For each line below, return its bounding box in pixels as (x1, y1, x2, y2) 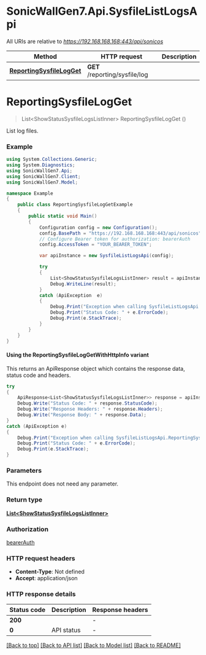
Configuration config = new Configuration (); (39, 224, 158, 231)
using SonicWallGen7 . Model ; (6, 179, 78, 185)
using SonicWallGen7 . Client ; (6, 173, 81, 179)
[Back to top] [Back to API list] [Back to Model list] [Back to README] (6, 641, 181, 649)
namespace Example (6, 190, 53, 196)
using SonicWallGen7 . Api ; (6, 168, 72, 174)
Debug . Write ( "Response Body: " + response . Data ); (17, 412, 147, 418)
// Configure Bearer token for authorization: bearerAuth (39, 236, 191, 242)
